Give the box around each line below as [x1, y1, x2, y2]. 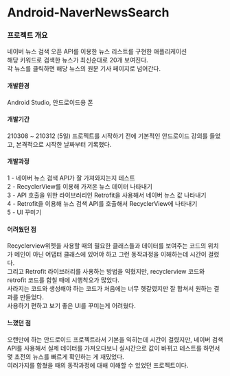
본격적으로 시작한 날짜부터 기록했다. [16, 140, 112, 148]
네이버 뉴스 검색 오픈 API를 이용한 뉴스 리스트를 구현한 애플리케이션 [7, 47, 187, 56]
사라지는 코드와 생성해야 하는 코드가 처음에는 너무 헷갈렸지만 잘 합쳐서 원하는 [7, 285, 213, 293]
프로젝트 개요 [7, 31, 48, 40]
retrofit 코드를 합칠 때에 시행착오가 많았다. [7, 276, 120, 284]
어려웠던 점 [7, 225, 36, 233]
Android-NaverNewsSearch [7, 5, 170, 21]
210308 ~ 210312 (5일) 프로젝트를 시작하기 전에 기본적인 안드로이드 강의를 [7, 132, 208, 140]
